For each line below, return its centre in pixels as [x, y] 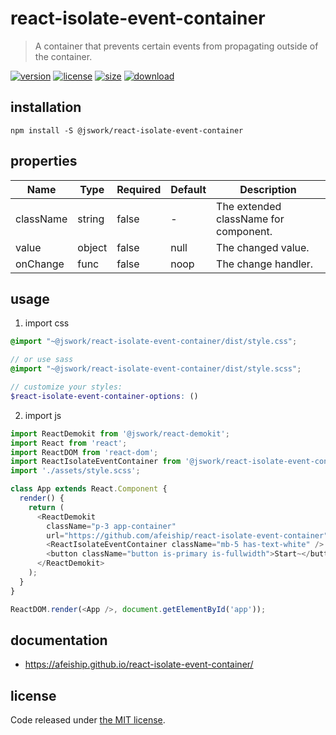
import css [47, 323]
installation [46, 107]
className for [250, 219]
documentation [59, 640]
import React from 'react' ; [69, 443]
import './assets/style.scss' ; [75, 471]
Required [139, 189]
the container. [63, 56]
